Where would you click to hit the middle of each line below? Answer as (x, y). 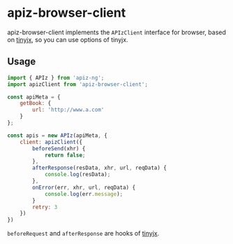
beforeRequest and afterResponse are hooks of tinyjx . (83, 234)
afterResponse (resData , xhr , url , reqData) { (100, 168)
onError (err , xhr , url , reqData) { (84, 187)
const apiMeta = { (34, 97)
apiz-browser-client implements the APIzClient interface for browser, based (117, 32)
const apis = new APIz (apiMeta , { (58, 135)
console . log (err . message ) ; (84, 194)
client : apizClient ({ (51, 142)
